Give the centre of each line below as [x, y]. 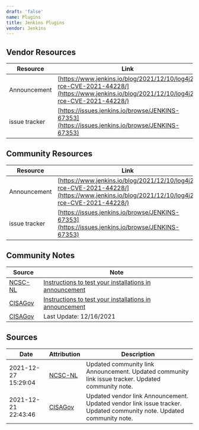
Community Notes [41, 256]
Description [138, 354]
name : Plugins [24, 17]
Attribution [65, 354]
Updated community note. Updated [135, 410]
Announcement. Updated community [137, 371]
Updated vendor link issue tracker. [134, 403]
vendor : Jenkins [26, 28]
